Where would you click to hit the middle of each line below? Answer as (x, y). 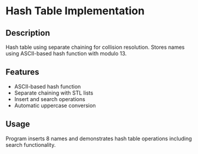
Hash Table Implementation (75, 11)
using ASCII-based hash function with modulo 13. (66, 54)
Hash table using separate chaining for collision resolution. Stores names (95, 47)
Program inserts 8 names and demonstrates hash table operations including (99, 139)
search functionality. (31, 144)
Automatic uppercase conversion (55, 105)
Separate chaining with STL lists (54, 93)
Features (22, 72)
